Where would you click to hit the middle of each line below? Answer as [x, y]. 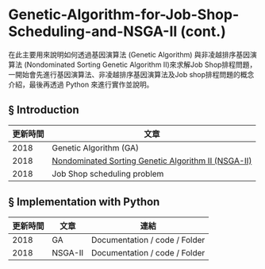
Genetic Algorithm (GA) [96, 147]
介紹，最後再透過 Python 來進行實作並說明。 [81, 84]
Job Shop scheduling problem [108, 173]
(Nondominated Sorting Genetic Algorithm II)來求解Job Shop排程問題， [140, 64]
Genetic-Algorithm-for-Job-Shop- [124, 15]
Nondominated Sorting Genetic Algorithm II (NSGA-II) [152, 161]
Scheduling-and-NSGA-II [93, 31]
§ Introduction [44, 110]
